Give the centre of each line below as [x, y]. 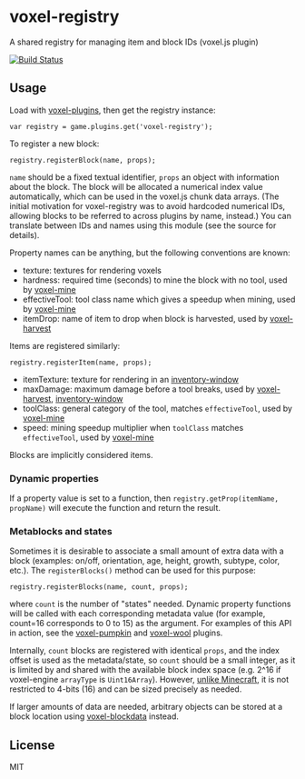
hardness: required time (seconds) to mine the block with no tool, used [155, 280]
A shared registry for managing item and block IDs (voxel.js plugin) [134, 42]
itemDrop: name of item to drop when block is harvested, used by [145, 318]
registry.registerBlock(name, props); [83, 160]
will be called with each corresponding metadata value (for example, [138, 614]
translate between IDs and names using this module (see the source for [143, 225]
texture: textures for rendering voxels [92, 270]
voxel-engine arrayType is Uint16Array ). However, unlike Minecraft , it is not [149, 680]
